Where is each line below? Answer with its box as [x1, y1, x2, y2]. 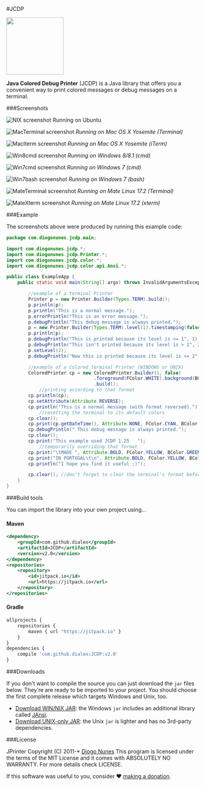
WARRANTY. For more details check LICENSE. [6, 761, 123, 768]
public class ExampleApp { [6, 274, 75, 280]
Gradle [6, 603, 24, 611]
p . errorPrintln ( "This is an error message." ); [28, 313, 149, 320]
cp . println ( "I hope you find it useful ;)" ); [28, 461, 146, 467]
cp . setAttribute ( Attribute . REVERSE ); [28, 398, 124, 404]
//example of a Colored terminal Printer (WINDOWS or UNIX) [28, 364, 184, 370]
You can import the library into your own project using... [6, 506, 146, 513]
